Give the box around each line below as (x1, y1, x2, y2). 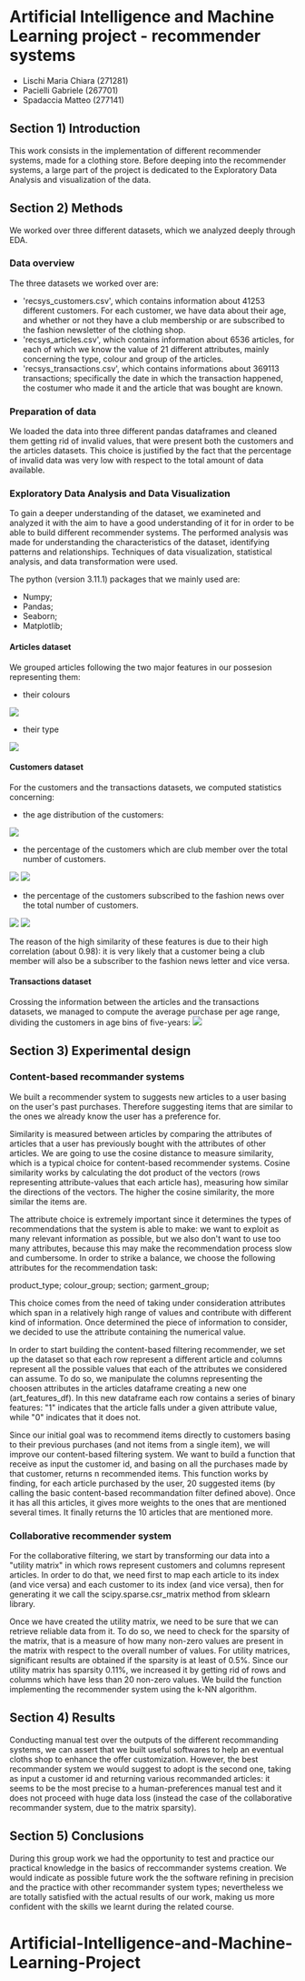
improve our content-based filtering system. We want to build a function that (9, 1448, 296, 1459)
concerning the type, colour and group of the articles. (22, 353, 224, 364)
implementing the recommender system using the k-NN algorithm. (9, 1684, 257, 1695)
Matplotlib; (22, 621, 64, 632)
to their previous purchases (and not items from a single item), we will (9, 1438, 271, 1449)
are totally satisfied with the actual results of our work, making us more (9, 1891, 275, 1902)
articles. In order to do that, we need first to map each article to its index (9, 1570, 280, 1580)
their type (22, 724, 59, 735)
